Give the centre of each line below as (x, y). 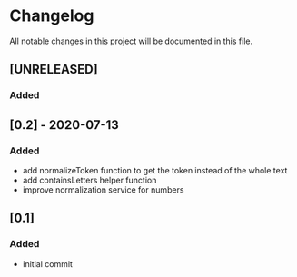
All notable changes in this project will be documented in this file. (131, 41)
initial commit (47, 263)
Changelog (52, 16)
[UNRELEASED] (54, 69)
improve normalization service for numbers (103, 189)
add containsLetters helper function (89, 180)
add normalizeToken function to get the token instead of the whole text (155, 170)
